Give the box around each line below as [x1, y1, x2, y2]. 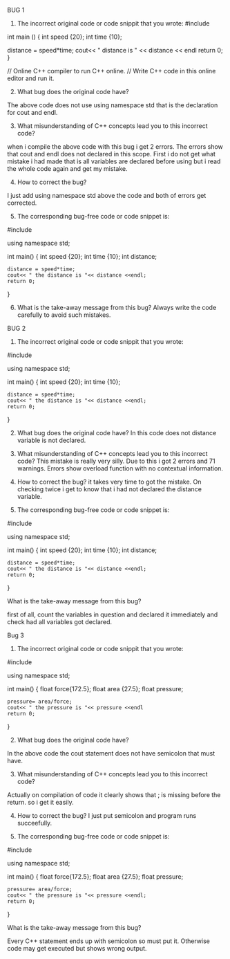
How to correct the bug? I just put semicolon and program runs [17, 812, 197, 819]
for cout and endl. [7, 109, 58, 116]
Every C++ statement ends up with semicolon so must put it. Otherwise [7, 937, 211, 945]
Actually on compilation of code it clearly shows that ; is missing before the [7, 791, 221, 798]
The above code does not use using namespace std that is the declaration [7, 101, 218, 109]
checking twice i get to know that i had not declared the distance [17, 485, 202, 493]
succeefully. [17, 819, 52, 827]
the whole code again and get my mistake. [7, 165, 128, 172]
